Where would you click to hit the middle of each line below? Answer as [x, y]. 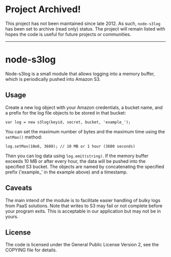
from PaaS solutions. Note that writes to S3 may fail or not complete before [84, 206]
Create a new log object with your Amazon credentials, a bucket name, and [84, 107]
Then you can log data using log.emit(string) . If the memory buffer [77, 156]
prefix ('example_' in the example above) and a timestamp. [67, 172]
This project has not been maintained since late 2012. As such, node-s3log [83, 23]
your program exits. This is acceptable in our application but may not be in [83, 211]
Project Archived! [43, 9]
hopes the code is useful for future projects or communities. [68, 34]
